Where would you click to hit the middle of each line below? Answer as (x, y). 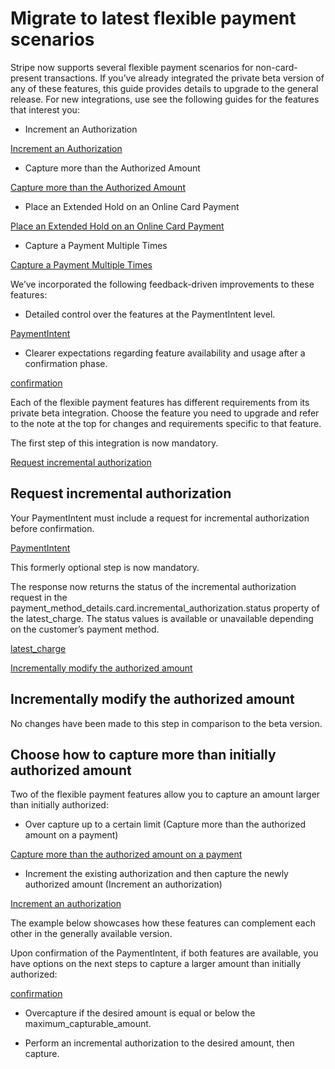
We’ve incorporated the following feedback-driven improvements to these (162, 284)
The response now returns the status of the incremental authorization (153, 586)
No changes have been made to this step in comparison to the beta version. (166, 723)
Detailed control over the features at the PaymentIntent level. (150, 314)
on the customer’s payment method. (85, 629)
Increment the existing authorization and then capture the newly (156, 874)
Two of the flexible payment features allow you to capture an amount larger (165, 794)
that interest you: (45, 109)
